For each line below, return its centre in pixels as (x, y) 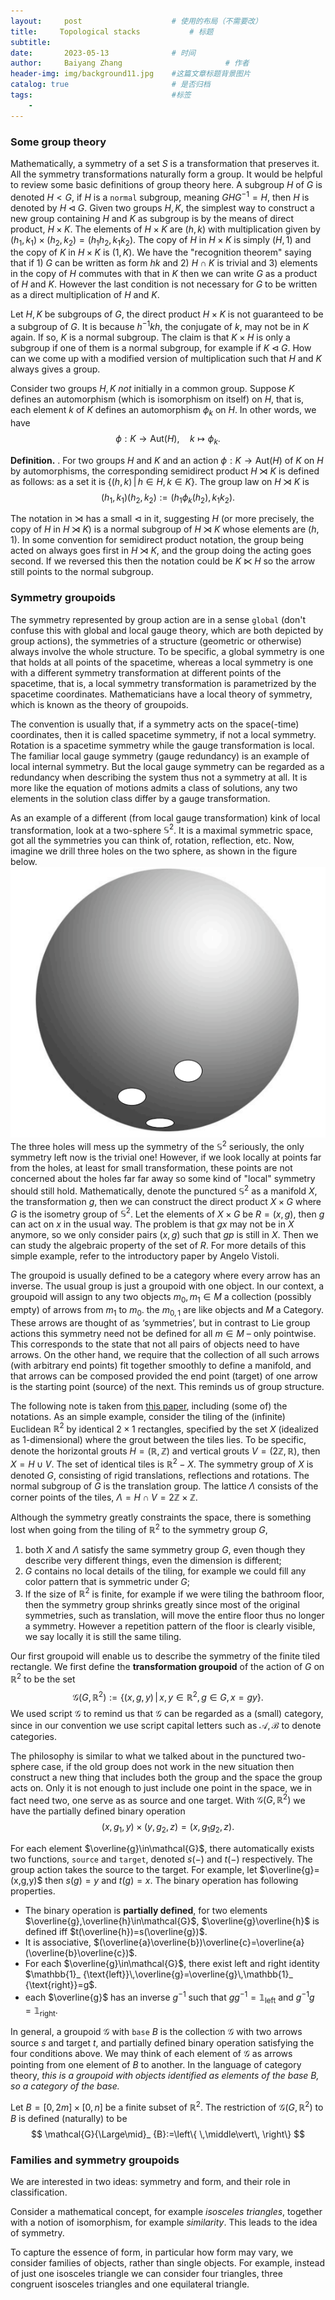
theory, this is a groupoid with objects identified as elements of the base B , (165, 2076)
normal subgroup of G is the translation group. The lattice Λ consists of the (164, 1486)
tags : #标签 (101, 95)
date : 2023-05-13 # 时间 (103, 53)
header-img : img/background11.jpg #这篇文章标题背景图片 (130, 74)
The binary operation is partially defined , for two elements (146, 1911)
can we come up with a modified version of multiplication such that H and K (166, 359)
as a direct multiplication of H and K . (85, 295)
